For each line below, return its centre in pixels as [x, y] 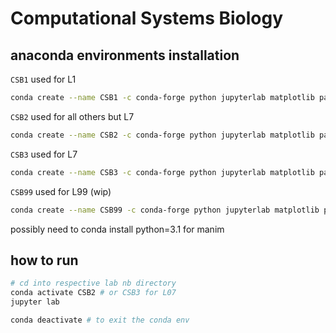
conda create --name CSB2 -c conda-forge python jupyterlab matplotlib [162, 135]
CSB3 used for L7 [44, 154]
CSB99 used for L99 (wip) [61, 191]
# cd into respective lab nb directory [93, 283]
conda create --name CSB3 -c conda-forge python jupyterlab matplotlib [162, 172]
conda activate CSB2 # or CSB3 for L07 [93, 293]
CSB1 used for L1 [43, 79]
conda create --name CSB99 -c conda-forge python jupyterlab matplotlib [165, 210]
